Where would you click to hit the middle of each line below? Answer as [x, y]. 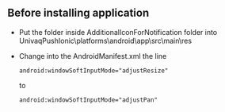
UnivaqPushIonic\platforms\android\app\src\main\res [105, 41]
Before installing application [78, 13]
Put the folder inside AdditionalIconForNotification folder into [118, 32]
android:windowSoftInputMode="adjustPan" [88, 100]
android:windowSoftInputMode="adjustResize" [93, 71]
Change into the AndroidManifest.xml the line [93, 56]
